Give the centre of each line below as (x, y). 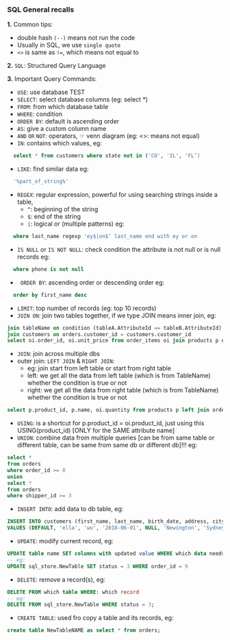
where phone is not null (49, 269)
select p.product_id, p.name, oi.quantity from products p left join (108, 410)
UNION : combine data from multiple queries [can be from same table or (116, 438)
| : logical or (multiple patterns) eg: (76, 224)
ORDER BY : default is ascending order (68, 121)
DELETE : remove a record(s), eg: (61, 579)
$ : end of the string (54, 217)
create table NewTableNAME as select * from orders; (84, 630)
